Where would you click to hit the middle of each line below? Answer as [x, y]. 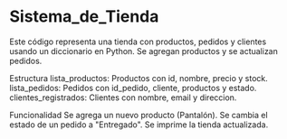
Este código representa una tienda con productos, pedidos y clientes [138, 42]
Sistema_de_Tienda [84, 17]
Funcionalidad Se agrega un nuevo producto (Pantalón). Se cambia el [139, 115]
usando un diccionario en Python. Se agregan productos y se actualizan [144, 51]
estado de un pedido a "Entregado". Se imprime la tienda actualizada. [139, 125]
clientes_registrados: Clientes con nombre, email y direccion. [123, 97]
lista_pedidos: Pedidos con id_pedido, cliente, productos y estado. [133, 88]
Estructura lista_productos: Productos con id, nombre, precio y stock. [139, 78]
